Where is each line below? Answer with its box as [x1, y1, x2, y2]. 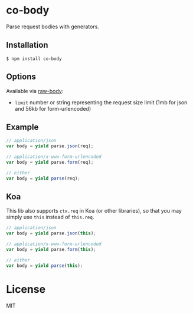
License [6, 282, 46, 296]
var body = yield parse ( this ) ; [6, 263, 83, 269]
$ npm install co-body [6, 55, 62, 62]
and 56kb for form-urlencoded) [14, 105, 91, 112]
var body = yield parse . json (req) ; [6, 143, 94, 149]
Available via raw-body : [6, 87, 64, 94]
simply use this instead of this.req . [6, 213, 94, 221]
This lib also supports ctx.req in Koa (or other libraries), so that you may [6, 207, 182, 214]
